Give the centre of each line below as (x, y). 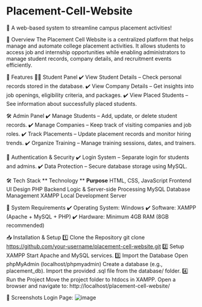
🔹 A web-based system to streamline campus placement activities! (89, 28)
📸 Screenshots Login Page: (40, 297)
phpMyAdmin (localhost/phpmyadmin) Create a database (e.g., (84, 264)
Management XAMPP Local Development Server (66, 195)
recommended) (25, 225)
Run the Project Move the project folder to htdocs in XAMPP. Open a (91, 279)
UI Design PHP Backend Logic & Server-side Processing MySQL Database (98, 189)
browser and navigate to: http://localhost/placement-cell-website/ (88, 286)
